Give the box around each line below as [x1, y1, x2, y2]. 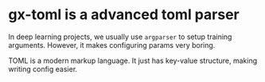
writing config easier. [8, 64, 78, 73]
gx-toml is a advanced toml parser [8, 6, 240, 24]
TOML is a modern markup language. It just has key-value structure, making [8, 56, 258, 65]
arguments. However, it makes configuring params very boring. [8, 40, 216, 49]
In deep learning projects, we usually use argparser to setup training [8, 32, 232, 41]
